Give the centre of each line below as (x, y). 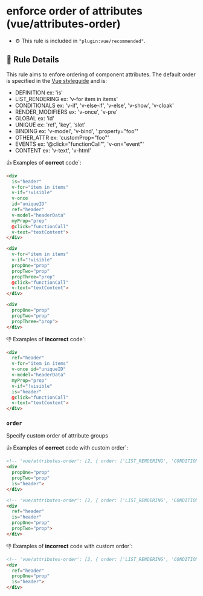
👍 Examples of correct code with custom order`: (67, 448)
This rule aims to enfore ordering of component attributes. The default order (101, 74)
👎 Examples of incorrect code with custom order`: (69, 546)
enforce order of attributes (75, 11)
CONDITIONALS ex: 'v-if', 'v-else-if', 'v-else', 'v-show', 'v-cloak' (94, 105)
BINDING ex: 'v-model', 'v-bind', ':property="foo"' (77, 131)
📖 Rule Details (33, 60)
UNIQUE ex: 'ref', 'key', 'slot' (50, 125)
